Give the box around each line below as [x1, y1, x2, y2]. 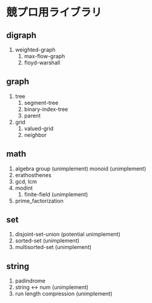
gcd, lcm [15, 178, 38, 185]
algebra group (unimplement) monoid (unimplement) [15, 165, 147, 172]
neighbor [24, 131, 47, 138]
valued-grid [24, 125, 54, 132]
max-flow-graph [24, 53, 65, 59]
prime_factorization [15, 197, 64, 204]
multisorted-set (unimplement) [15, 244, 92, 251]
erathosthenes [15, 171, 51, 179]
